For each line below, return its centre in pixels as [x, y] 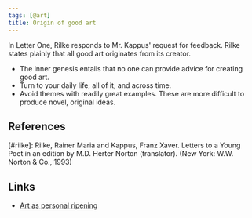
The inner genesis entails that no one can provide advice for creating [131, 68]
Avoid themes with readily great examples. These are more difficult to [132, 93]
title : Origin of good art [52, 23]
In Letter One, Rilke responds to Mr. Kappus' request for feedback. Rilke [124, 45]
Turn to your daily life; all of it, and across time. [95, 85]
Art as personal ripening [58, 205]
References [37, 126]
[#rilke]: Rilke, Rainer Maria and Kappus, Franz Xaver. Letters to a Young [124, 145]
